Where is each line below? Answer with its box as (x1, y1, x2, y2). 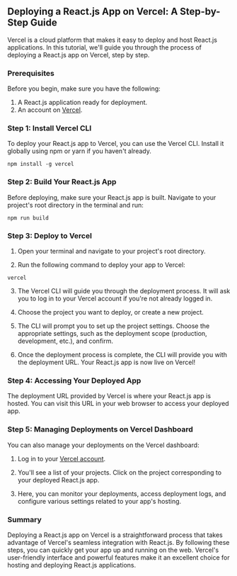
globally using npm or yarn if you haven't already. (7, 147, 152, 155)
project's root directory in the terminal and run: (7, 201, 144, 209)
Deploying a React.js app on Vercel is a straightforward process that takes (7, 531, 223, 539)
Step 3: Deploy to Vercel (7, 230, 92, 240)
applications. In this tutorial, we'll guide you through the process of (7, 43, 202, 52)
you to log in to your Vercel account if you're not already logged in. (17, 294, 213, 303)
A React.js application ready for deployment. (17, 98, 148, 107)
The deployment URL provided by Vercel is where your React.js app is (7, 392, 211, 400)
